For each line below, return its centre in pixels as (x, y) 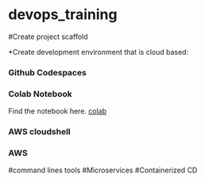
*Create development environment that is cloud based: (99, 52)
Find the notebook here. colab (58, 111)
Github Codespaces (48, 72)
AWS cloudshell (40, 132)
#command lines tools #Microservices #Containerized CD (103, 170)
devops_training (63, 15)
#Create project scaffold (48, 37)
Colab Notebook (41, 94)
